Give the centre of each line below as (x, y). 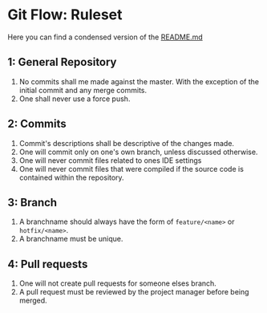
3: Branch (32, 202)
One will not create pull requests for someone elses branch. (118, 283)
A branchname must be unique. (71, 239)
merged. (33, 301)
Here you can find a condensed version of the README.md (105, 37)
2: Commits (37, 124)
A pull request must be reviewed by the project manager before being (134, 292)
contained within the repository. (72, 177)
